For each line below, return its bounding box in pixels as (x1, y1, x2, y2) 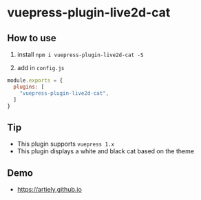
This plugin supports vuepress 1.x (17, 140, 115, 148)
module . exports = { (7, 77, 63, 84)
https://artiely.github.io (17, 186, 83, 193)
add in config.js (17, 64, 65, 71)
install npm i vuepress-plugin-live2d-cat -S (17, 50, 144, 58)
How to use (7, 32, 56, 44)
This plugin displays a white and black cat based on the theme (17, 147, 195, 155)
